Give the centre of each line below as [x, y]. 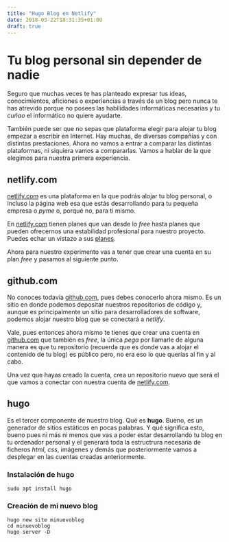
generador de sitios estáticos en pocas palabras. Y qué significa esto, [106, 427]
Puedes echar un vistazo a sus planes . [61, 239]
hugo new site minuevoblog [46, 520]
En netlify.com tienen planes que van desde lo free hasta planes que [104, 224]
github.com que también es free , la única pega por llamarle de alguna [105, 340]
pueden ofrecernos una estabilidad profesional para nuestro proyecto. [106, 231]
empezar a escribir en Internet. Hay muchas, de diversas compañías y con [112, 136]
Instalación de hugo [41, 474]
